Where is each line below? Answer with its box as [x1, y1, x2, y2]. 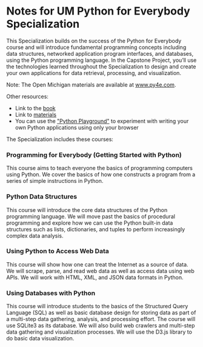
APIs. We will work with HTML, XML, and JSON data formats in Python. [6, 274, 184, 281]
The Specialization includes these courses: [6, 135, 114, 143]
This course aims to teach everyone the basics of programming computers [6, 165, 193, 172]
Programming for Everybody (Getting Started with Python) [6, 150, 182, 159]
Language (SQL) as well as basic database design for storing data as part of [6, 309, 196, 316]
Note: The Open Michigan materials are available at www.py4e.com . [6, 81, 176, 88]
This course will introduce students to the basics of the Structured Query [6, 303, 188, 310]
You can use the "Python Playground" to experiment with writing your [15, 117, 189, 125]
